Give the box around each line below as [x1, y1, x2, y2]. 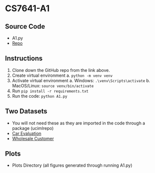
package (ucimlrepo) [12, 125, 54, 131]
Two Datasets [5, 107, 47, 116]
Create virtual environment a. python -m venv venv [12, 72, 113, 78]
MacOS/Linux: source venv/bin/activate [12, 83, 94, 88]
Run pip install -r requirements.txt [12, 88, 89, 94]
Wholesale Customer [12, 136, 54, 141]
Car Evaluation [12, 130, 42, 136]
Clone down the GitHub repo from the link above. [12, 67, 110, 73]
